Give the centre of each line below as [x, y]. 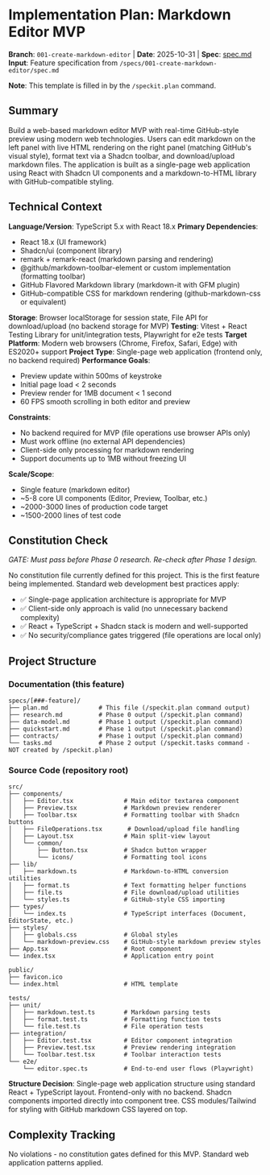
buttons [21, 822]
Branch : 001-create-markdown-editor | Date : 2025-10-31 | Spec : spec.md [130, 54]
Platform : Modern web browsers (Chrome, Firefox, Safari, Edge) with [123, 343]
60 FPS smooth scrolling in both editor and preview [105, 401]
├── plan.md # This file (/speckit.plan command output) [129, 708]
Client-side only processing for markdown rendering [107, 449]
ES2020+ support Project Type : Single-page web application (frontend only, [135, 351]
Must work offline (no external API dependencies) [102, 441]
